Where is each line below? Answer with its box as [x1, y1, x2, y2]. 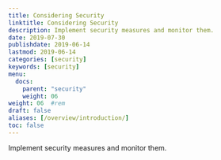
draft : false [8, 107, 51, 115]
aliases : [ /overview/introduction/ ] [8, 114, 129, 122]
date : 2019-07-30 [8, 33, 66, 42]
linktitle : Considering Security [8, 19, 119, 27]
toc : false [8, 121, 44, 129]
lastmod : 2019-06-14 [8, 48, 77, 56]
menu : [8, 70, 26, 78]
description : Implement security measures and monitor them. [8, 26, 215, 34]
